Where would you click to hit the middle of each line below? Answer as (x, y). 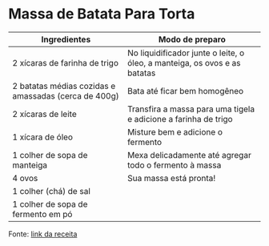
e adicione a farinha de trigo (180, 119)
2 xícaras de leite (45, 114)
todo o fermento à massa (174, 165)
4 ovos (25, 178)
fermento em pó (42, 214)
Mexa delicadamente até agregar (189, 155)
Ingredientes (66, 39)
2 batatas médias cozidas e (64, 86)
